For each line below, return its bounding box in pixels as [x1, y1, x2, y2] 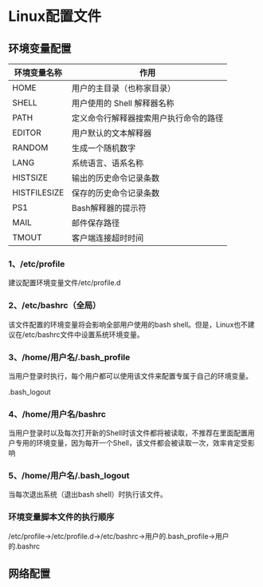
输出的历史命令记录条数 [71, 173, 160, 184]
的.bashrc [8, 541, 41, 551]
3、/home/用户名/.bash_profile [8, 351, 131, 363]
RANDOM [12, 142, 49, 153]
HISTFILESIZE [12, 187, 65, 198]
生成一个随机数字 [71, 143, 136, 153]
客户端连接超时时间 [71, 232, 144, 244]
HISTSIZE [12, 173, 48, 183]
